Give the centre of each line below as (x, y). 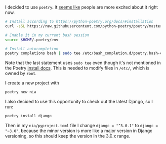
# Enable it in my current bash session (47, 35)
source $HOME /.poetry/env (32, 40)
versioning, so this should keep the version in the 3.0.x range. (68, 136)
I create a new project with (32, 83)
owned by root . (21, 73)
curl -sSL (15, 26)
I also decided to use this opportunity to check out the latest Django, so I (79, 102)
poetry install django (28, 116)
